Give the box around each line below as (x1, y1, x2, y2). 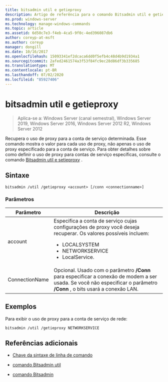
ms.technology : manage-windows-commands (5, 21, 91, 26)
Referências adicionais (5, 339, 78, 347)
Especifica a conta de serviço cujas (53, 217, 137, 224)
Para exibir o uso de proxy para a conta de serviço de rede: (5, 315, 127, 321)
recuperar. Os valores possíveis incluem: (53, 229, 149, 236)
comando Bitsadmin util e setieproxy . (5, 156, 82, 162)
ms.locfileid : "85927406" (5, 77, 59, 82)
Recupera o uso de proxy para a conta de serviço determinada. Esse (5, 135, 146, 141)
